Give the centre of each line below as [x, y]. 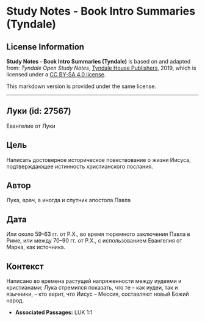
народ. [15, 301]
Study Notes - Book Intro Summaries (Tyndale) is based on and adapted [99, 61]
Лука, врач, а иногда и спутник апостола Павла [69, 200]
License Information [45, 47]
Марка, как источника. [36, 247]
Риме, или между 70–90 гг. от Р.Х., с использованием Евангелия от [94, 241]
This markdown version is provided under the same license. [81, 86]
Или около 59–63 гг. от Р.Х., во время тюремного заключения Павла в [98, 234]
